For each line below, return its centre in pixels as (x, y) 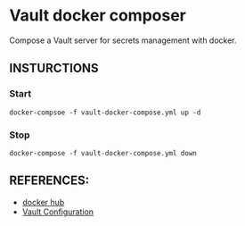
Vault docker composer (98, 16)
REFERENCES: (49, 181)
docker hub (43, 202)
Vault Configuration (58, 212)
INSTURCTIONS (54, 68)
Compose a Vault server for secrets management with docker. (123, 40)
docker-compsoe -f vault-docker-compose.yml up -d (105, 113)
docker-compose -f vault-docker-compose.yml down (103, 153)
